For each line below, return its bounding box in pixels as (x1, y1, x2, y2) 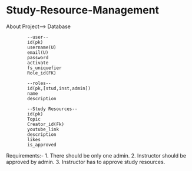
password (27, 54, 49, 60)
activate (27, 60, 49, 66)
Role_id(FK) (27, 70, 57, 76)
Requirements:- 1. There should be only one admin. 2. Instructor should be (6, 152, 187, 159)
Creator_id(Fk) (27, 121, 65, 127)
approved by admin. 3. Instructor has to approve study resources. (6, 158, 165, 165)
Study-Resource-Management (6, 4, 160, 17)
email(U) (27, 49, 49, 56)
